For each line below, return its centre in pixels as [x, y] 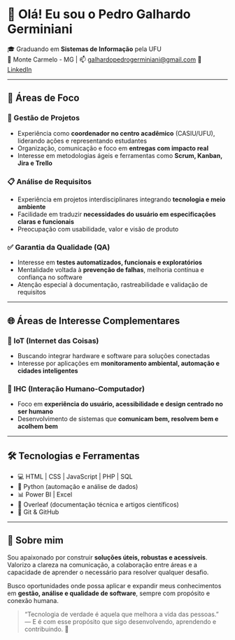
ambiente [31, 206]
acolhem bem [37, 427]
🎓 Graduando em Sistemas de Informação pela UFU [85, 49]
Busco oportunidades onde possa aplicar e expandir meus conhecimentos [114, 585]
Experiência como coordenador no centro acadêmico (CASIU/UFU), [116, 133]
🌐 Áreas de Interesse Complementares [94, 321]
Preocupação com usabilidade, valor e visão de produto [98, 229]
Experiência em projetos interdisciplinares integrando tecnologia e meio [121, 199]
